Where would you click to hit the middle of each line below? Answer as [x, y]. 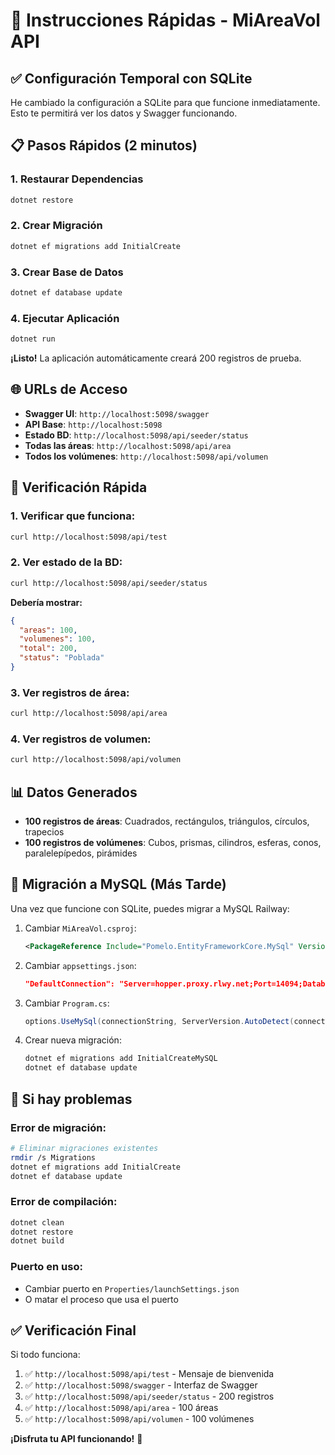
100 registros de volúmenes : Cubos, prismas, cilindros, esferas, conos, [173, 843]
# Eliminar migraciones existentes [84, 1148]
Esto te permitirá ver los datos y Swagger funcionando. [124, 113]
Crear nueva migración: [73, 1040]
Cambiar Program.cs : [67, 1003]
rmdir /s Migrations [53, 1157]
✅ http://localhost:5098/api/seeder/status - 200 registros [149, 1396]
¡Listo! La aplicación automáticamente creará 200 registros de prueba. [156, 358]
